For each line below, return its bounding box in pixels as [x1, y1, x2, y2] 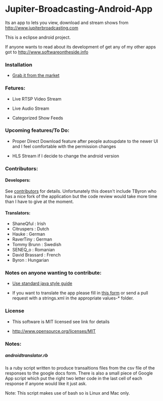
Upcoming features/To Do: [5, 127, 70, 134]
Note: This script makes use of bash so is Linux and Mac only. [5, 390, 130, 396]
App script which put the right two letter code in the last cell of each [5, 375, 142, 381]
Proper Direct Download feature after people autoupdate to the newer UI [12, 138, 158, 144]
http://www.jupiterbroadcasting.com [5, 25, 78, 30]
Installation [5, 61, 33, 68]
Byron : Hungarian [12, 257, 49, 263]
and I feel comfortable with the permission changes [12, 143, 116, 149]
